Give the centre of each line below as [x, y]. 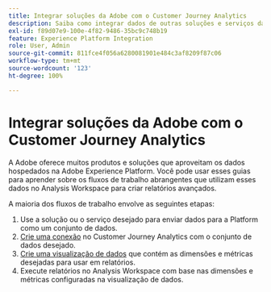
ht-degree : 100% [35, 76]
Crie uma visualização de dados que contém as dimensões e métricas [136, 253]
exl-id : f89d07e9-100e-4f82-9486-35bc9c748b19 [88, 31]
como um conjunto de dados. [69, 227]
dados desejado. [48, 245]
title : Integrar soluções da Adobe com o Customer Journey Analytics [128, 16]
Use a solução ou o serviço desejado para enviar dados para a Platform [139, 219]
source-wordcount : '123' [50, 69]
